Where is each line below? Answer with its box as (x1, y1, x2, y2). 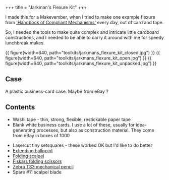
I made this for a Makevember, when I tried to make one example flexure (5, 14, 155, 20)
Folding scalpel (12, 153, 44, 159)
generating (12, 127, 35, 133)
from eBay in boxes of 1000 (12, 132, 70, 138)
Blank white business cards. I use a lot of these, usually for (12, 122, 135, 128)
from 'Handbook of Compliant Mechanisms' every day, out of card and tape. (5, 20, 164, 25)
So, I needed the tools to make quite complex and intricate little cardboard (5, 29, 159, 35)
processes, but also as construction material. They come (36, 127, 155, 133)
